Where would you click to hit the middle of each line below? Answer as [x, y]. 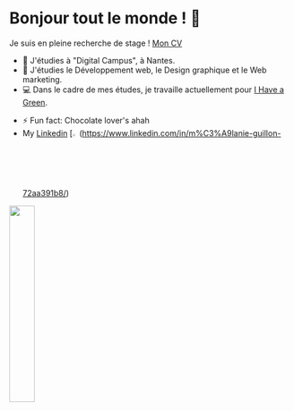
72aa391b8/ [44, 193]
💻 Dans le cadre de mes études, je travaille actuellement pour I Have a [153, 90]
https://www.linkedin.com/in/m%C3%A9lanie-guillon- [182, 133]
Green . [35, 102]
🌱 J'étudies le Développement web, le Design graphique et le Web [144, 70]
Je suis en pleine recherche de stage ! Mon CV [96, 43]
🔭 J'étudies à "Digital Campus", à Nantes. [99, 60]
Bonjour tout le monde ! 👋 [105, 18]
